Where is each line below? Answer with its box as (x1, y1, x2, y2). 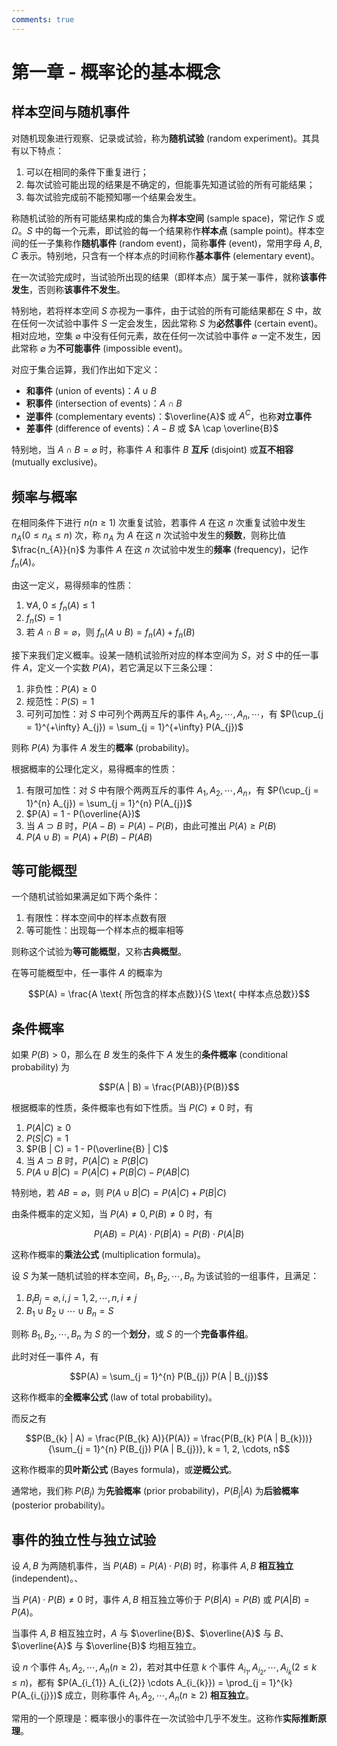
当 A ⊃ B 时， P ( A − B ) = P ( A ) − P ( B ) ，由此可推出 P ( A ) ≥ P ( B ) (25, 819, 277, 831)
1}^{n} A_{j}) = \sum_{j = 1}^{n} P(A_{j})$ (25, 797, 193, 809)
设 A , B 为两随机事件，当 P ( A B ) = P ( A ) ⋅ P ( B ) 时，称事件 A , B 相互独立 (11, 1560, 294, 1572)
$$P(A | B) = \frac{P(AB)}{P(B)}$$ (98, 1081, 240, 1093)
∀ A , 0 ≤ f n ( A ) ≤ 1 (25, 599, 96, 613)
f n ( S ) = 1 (25, 612, 62, 626)
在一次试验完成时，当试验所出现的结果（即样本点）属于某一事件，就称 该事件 (11, 271, 327, 283)
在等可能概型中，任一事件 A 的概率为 (11, 967, 163, 979)
